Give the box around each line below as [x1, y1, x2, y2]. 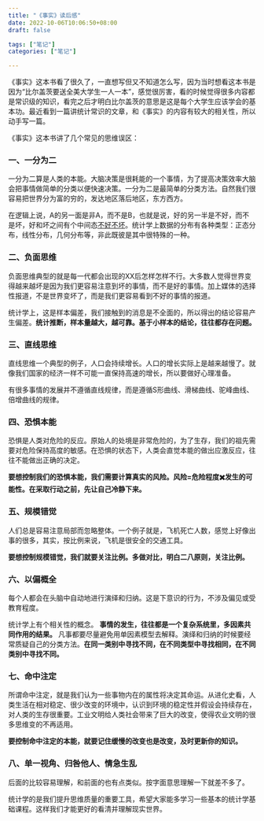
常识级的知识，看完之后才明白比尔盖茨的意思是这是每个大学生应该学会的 [14, 97, 249, 106]
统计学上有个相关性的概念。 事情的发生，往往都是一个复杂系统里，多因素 [8, 619, 244, 629]
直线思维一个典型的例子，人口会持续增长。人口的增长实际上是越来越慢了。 [8, 359, 249, 368]
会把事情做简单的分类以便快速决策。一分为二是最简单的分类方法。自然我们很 [8, 184, 256, 194]
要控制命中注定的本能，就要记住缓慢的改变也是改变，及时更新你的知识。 [8, 737, 242, 746]
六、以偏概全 [8, 574, 57, 585]
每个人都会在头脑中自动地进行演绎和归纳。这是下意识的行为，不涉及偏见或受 [8, 593, 256, 602]
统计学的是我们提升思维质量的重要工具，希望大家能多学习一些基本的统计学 [8, 794, 249, 804]
